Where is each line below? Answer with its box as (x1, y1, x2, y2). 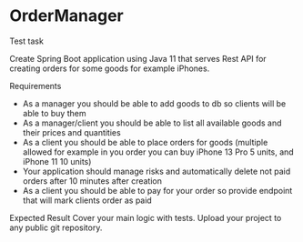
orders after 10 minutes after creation (22, 175, 162, 187)
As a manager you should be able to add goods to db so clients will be (22, 97, 287, 109)
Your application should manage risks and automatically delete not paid (22, 166, 291, 176)
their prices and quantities (22, 126, 121, 137)
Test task (9, 35, 44, 46)
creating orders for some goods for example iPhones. (9, 63, 210, 74)
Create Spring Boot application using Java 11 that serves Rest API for (9, 53, 267, 64)
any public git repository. (9, 222, 103, 233)
